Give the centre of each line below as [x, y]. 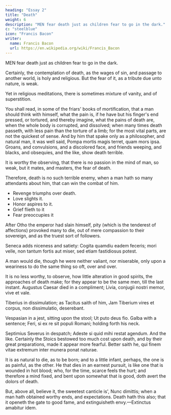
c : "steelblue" [21, 29]
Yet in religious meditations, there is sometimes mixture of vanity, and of [81, 93]
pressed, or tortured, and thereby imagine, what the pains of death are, [80, 120]
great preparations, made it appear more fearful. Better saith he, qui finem [83, 344]
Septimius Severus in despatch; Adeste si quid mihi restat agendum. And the [86, 333]
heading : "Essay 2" [26, 10]
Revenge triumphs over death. [44, 193]
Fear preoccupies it [33, 215]
